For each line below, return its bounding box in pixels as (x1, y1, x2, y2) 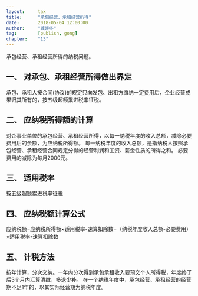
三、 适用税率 (6, 173, 55, 183)
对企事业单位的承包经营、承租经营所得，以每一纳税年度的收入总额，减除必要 (6, 132, 192, 139)
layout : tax (6, 8, 46, 15)
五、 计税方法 (6, 252, 55, 262)
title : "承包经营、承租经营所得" (6, 14, 92, 20)
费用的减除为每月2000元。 (6, 154, 71, 161)
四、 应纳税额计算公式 (6, 209, 85, 219)
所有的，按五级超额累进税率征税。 (21, 96, 104, 103)
